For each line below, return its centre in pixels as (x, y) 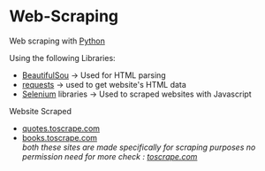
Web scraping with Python (57, 41)
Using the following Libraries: (63, 58)
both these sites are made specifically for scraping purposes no (139, 147)
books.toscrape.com (60, 137)
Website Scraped (41, 111)
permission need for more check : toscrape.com (110, 156)
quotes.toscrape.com (61, 128)
